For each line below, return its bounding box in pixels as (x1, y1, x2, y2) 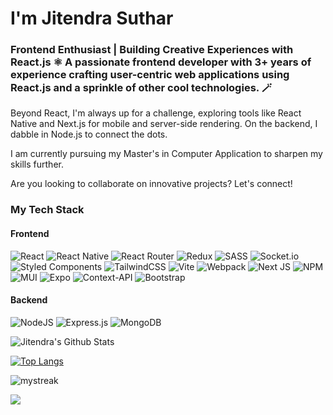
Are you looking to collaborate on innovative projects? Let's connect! (10, 178, 293, 190)
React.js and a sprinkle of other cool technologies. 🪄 (10, 81, 272, 95)
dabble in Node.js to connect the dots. (10, 128, 168, 141)
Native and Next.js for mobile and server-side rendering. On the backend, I (10, 118, 318, 130)
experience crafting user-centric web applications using (10, 68, 290, 82)
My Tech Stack (10, 203, 85, 217)
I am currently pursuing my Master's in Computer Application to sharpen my (10, 148, 323, 160)
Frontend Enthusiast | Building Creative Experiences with (10, 43, 294, 57)
